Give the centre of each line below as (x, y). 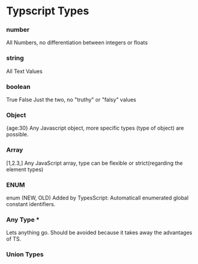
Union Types (25, 254)
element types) (25, 169)
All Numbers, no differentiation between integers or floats (77, 42)
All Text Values (25, 71)
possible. (17, 134)
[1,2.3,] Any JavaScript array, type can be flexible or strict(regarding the (95, 163)
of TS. (14, 239)
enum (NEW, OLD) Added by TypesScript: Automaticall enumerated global (98, 198)
